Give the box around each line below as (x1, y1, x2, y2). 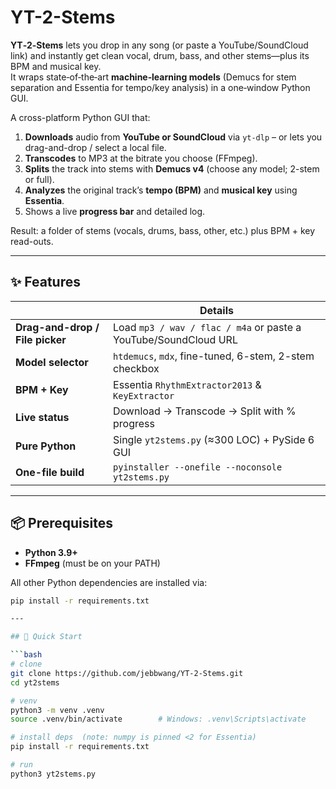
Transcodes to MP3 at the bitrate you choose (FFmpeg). (24, 152, 258, 164)
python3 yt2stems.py (10, 769, 97, 779)
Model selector (15, 355, 89, 369)
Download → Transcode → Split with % (113, 404, 297, 418)
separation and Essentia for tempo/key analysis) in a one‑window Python (10, 81, 311, 93)
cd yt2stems (10, 677, 60, 688)
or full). (24, 173, 55, 185)
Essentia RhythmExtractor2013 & (113, 377, 262, 391)
